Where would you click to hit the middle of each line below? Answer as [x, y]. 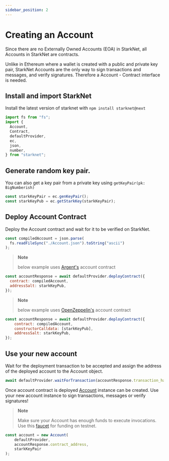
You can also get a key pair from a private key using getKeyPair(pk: [75, 183]
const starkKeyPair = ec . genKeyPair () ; [47, 197]
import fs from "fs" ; [28, 117]
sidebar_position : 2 [27, 10]
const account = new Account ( [37, 435]
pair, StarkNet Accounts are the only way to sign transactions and [73, 69]
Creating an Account [50, 35]
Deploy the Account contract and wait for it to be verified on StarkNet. [78, 229]
